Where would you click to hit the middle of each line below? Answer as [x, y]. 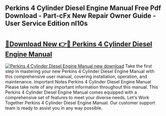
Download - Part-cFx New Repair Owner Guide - [81, 16]
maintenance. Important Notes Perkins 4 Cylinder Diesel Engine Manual [78, 82]
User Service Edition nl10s [47, 23]
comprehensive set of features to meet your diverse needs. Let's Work [77, 97]
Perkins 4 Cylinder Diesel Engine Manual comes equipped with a [71, 92]
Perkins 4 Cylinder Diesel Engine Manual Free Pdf [83, 8]
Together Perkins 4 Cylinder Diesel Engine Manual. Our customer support [80, 103]
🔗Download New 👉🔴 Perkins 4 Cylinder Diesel [79, 44]
